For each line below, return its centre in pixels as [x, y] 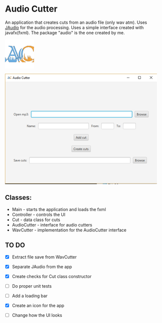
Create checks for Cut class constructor [52, 276]
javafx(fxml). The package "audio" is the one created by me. [65, 32]
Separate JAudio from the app [42, 266]
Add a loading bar [30, 296]
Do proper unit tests [32, 286]
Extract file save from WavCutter [44, 257]
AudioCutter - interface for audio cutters [52, 225]
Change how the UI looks [37, 315]
